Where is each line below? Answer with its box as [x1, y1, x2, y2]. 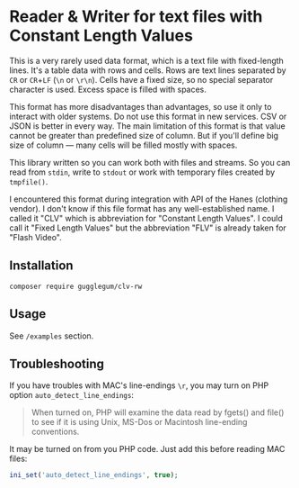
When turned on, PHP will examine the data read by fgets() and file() [31, 407, 285, 418]
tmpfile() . [9, 176, 48, 186]
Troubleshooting [9, 356, 105, 371]
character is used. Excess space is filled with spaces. [9, 84, 207, 95]
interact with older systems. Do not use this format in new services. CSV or [9, 111, 287, 122]
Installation [9, 258, 74, 274]
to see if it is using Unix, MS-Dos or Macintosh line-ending [31, 417, 248, 428]
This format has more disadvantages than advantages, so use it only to [9, 101, 272, 112]
